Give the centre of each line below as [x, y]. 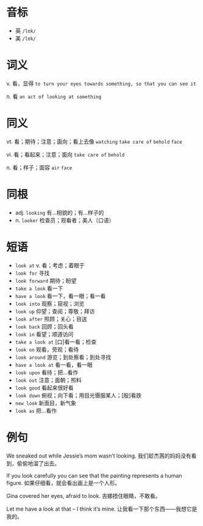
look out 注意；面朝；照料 [48, 380]
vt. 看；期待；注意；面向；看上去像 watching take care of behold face [94, 141]
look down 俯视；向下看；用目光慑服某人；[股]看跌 [78, 395]
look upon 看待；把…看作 [47, 372]
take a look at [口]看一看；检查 [56, 342]
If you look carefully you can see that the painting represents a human [94, 475]
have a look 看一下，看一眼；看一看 [60, 296]
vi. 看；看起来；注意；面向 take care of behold [66, 154]
